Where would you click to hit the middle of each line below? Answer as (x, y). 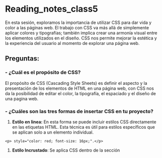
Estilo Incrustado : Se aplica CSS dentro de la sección (66, 150)
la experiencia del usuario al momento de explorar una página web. (72, 43)
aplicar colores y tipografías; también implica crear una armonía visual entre (81, 33)
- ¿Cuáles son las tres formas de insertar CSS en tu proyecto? (79, 111)
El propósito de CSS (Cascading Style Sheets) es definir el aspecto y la (76, 83)
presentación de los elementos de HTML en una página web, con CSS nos (80, 88)
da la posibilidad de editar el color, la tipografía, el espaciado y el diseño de (81, 93)
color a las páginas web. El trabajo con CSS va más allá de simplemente (77, 27)
